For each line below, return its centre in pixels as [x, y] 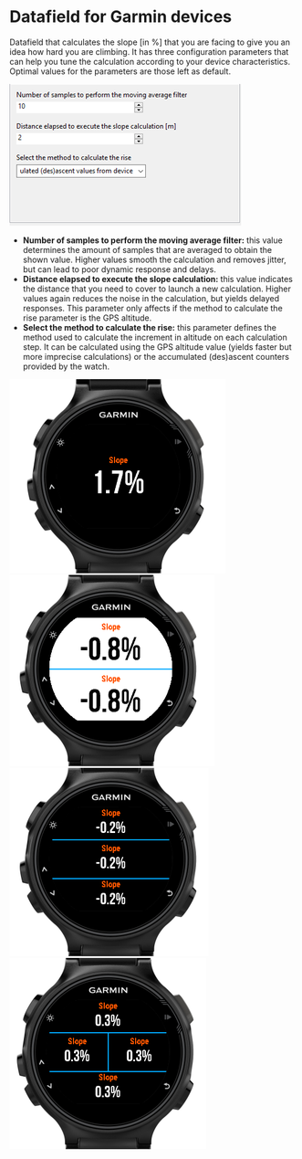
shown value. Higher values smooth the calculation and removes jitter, [154, 259]
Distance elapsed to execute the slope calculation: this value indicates [158, 279]
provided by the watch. [66, 366]
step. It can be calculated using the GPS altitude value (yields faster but [157, 347]
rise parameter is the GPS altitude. [87, 318]
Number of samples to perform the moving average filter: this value [152, 240]
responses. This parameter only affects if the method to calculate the [152, 308]
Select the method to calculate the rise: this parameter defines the [149, 327]
